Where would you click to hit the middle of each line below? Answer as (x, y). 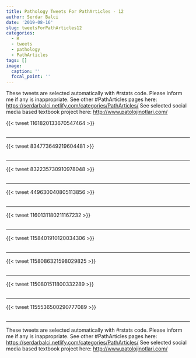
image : (14, 66)
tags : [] (17, 60)
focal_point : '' (31, 77)
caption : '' (26, 71)
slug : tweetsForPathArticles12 (44, 28)
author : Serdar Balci (32, 17)
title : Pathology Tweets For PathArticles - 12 (65, 11)
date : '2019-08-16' (30, 22)
